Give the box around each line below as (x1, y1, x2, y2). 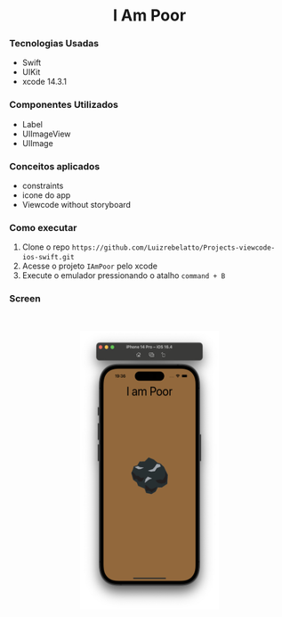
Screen (9, 292, 42, 305)
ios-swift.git (21, 253, 75, 262)
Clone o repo (21, 242, 70, 252)
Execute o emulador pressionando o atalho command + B (21, 270, 226, 281)
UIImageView (21, 128, 71, 139)
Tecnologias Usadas (9, 37, 100, 50)
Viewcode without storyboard (21, 200, 132, 210)
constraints (21, 180, 64, 192)
